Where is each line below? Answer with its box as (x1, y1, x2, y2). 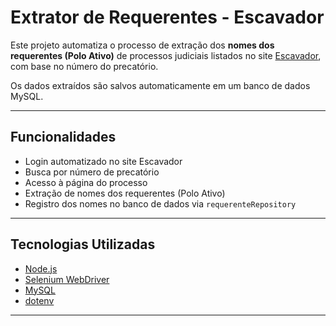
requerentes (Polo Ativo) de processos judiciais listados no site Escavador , (10, 49, 322, 61)
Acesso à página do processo (24, 176, 148, 188)
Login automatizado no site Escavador (24, 155, 183, 167)
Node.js (24, 262, 58, 275)
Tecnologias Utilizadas (10, 236, 156, 253)
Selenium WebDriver (24, 273, 110, 285)
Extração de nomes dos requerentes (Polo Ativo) (24, 187, 226, 199)
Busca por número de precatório (24, 166, 160, 178)
